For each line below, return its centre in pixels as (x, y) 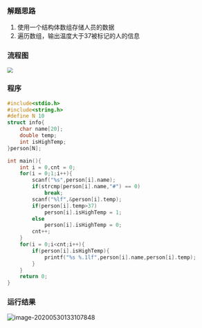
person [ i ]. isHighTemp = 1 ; (83, 212)
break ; (54, 193)
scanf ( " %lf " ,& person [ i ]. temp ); (77, 199)
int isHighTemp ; (43, 142)
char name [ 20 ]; (42, 129)
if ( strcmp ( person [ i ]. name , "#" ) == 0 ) (86, 187)
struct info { (26, 122)
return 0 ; (34, 277)
